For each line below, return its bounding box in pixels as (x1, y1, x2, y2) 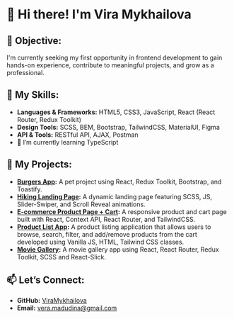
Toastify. (16, 184, 42, 194)
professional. (6, 69, 45, 77)
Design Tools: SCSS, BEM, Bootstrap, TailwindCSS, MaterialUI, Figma (16, 123, 220, 131)
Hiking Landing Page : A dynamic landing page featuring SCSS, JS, (16, 192, 213, 201)
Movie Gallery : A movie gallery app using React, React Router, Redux (16, 245, 220, 254)
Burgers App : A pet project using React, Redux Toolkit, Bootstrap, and (16, 177, 222, 186)
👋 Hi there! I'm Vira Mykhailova (6, 6, 192, 23)
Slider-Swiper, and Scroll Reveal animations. (16, 200, 146, 208)
